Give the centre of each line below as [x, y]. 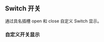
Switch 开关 [23, 9]
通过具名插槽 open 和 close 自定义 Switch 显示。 [53, 21]
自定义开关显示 [22, 34]
